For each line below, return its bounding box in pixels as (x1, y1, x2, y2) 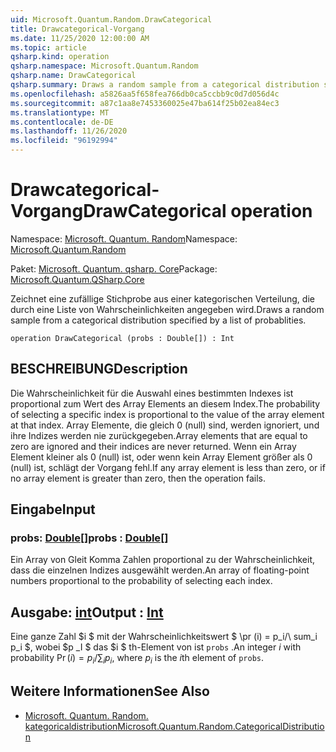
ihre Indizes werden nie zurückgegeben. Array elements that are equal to (10, 429, 308, 441)
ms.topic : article (10, 42, 87, 53)
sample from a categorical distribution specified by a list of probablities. (10, 314, 307, 326)
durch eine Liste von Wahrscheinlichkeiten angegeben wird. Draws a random (10, 303, 325, 315)
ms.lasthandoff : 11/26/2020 (10, 126, 128, 136)
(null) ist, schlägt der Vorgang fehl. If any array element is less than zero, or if (10, 461, 326, 473)
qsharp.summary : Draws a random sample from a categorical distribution (10, 80, 320, 90)
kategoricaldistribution (24, 720, 118, 732)
